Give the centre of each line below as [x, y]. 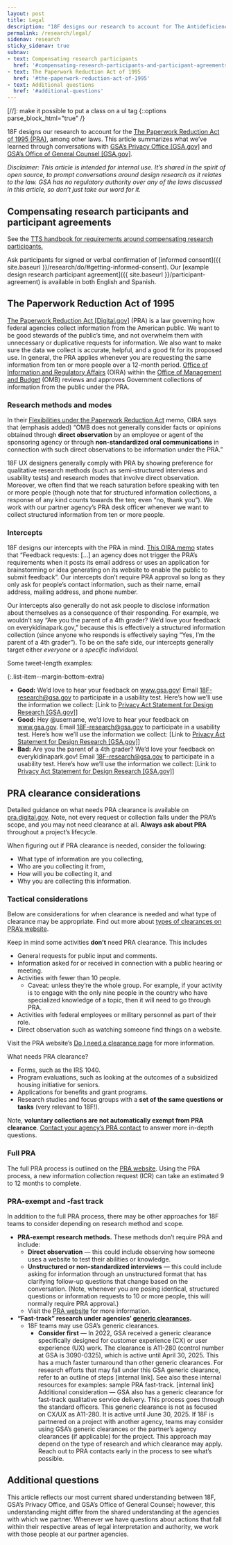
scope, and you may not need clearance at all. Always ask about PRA [107, 825]
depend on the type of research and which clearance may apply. [130, 1444]
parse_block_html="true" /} [46, 118]
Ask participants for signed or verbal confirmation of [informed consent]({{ [114, 259]
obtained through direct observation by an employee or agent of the [105, 435]
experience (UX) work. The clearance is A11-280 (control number [131, 1348]
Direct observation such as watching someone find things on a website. [120, 1030]
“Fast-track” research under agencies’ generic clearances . [104, 1319]
